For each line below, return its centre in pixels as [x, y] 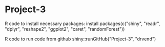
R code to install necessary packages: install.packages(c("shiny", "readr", [82, 24]
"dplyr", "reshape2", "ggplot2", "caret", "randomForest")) [65, 29]
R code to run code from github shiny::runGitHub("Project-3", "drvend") [80, 39]
